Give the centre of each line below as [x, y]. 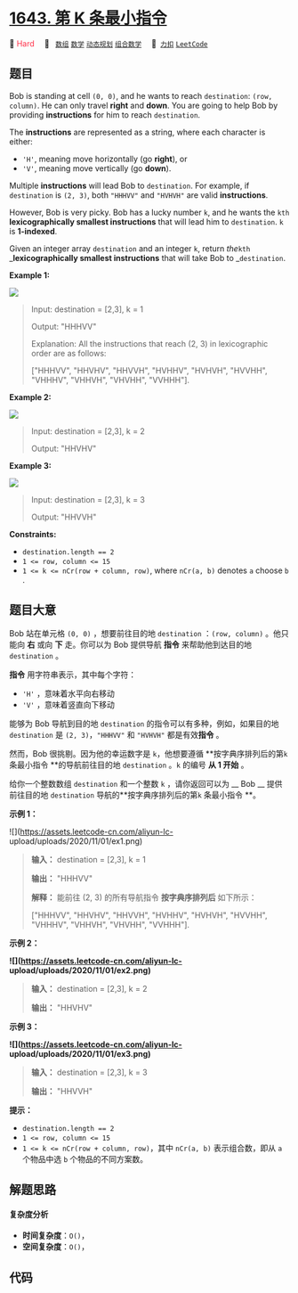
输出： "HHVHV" [62, 1007]
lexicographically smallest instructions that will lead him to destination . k [146, 221]
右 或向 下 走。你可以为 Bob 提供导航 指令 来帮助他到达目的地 [139, 644]
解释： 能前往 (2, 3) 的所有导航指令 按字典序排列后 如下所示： [144, 897]
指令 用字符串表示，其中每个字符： [72, 675]
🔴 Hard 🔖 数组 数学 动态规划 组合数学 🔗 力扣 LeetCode [109, 43]
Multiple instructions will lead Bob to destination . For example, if [129, 185]
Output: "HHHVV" [64, 326]
